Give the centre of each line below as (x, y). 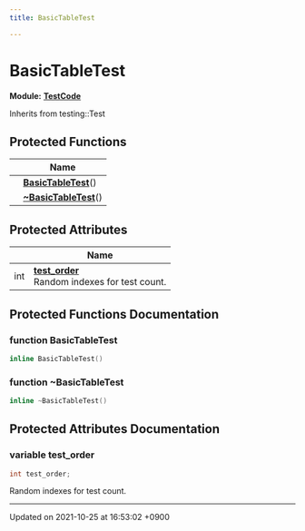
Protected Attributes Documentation (115, 429)
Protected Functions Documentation (114, 314)
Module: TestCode (45, 95)
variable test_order (52, 455)
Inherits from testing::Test (58, 113)
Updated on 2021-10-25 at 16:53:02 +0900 (89, 517)
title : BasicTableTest (52, 18)
